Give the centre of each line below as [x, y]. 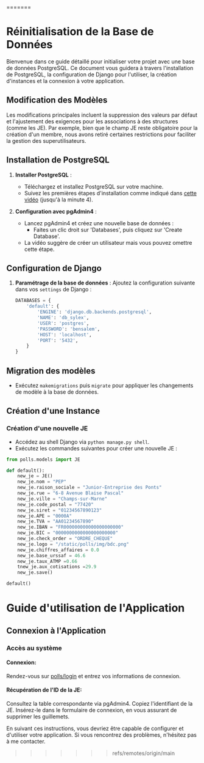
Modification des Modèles [57, 100]
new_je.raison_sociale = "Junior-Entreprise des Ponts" [90, 488]
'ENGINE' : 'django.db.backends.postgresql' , [95, 312]
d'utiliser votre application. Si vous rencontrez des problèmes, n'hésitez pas [101, 735]
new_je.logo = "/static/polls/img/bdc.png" [73, 544]
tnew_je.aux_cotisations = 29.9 [57, 567]
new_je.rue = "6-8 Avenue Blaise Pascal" [70, 493]
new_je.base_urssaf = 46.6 [51, 555]
